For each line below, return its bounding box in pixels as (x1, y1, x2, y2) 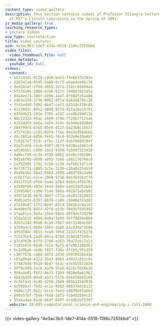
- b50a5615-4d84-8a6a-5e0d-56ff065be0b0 (9, 216, 93, 221)
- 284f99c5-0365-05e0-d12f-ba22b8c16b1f (9, 125, 93, 130)
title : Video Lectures (5, 39, 51, 44)
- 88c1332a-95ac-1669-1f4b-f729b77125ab (9, 116, 93, 121)
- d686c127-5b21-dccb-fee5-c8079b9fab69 (9, 288, 93, 293)
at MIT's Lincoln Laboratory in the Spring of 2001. (9, 16, 119, 21)
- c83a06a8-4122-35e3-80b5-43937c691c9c (9, 257, 93, 262)
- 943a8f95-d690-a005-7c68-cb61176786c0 (9, 157, 93, 162)
